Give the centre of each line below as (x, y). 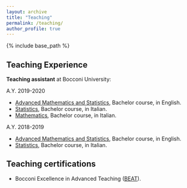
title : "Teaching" (29, 17)
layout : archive (27, 12)
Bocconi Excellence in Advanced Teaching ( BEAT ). (78, 178)
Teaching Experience (47, 65)
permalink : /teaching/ (35, 23)
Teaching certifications (51, 164)
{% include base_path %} (38, 46)
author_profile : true (33, 29)
